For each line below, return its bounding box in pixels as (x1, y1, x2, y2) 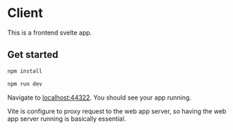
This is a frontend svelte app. (7, 28, 92, 37)
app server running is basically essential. (7, 114, 126, 123)
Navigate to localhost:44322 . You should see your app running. (7, 93, 192, 102)
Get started (7, 49, 59, 61)
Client (7, 5, 44, 21)
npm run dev (7, 80, 42, 88)
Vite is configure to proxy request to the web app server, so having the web (7, 107, 227, 115)
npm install (7, 67, 42, 75)
